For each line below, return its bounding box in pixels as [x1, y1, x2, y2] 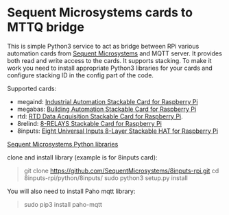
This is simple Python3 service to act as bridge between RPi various [7, 42, 200, 50]
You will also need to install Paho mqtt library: [7, 187, 136, 195]
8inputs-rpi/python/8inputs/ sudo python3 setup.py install [23, 173, 189, 182]
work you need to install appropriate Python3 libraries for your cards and [7, 64, 213, 72]
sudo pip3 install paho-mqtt [23, 200, 103, 208]
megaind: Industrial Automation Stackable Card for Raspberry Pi [16, 97, 198, 105]
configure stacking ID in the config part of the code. [7, 71, 154, 79]
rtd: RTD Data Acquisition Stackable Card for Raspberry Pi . [16, 112, 183, 121]
